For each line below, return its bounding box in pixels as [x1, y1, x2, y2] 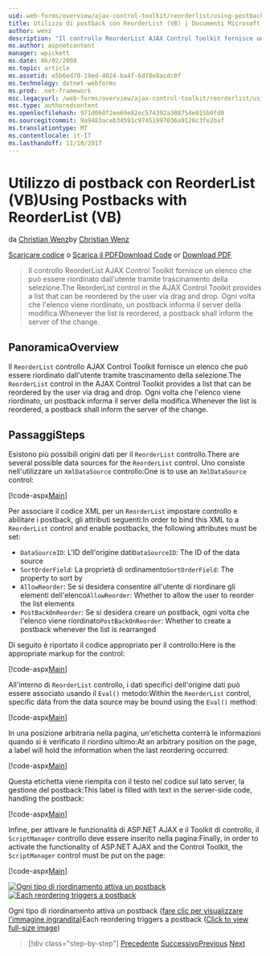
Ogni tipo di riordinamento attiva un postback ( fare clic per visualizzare [8, 906, 243, 916]
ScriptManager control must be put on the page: [8, 850, 166, 860]
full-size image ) [8, 923, 60, 933]
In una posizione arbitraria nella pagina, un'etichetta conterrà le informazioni [8, 728, 261, 738]
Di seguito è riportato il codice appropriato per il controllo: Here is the [8, 640, 236, 650]
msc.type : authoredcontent [8, 101, 99, 110]
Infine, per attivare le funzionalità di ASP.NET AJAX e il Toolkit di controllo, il [8, 825, 260, 834]
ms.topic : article [8, 64, 70, 72]
